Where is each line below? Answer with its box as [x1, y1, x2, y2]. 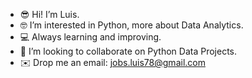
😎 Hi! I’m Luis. [19, 9, 80, 20]
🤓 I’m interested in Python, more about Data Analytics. [19, 19, 244, 31]
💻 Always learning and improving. [19, 31, 162, 43]
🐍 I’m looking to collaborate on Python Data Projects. [19, 45, 238, 57]
